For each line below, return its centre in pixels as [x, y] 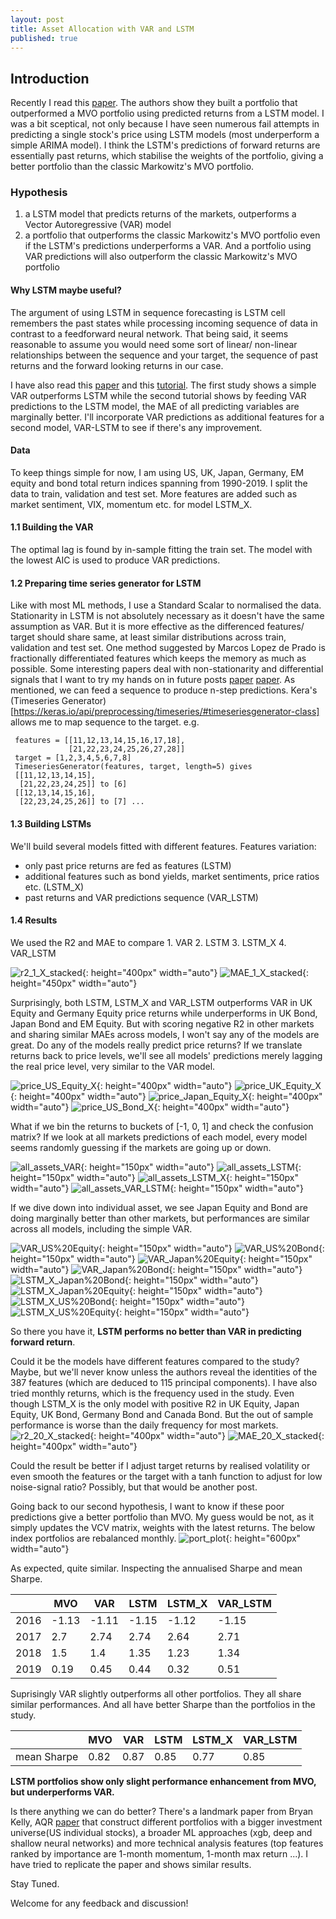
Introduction [50, 78]
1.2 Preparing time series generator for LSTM [106, 583]
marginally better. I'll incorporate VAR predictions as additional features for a [167, 417]
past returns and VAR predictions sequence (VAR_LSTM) [141, 897]
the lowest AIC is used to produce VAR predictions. [115, 560]
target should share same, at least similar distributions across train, [148, 637]
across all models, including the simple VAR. [101, 1228]
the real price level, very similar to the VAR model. [113, 1066]
